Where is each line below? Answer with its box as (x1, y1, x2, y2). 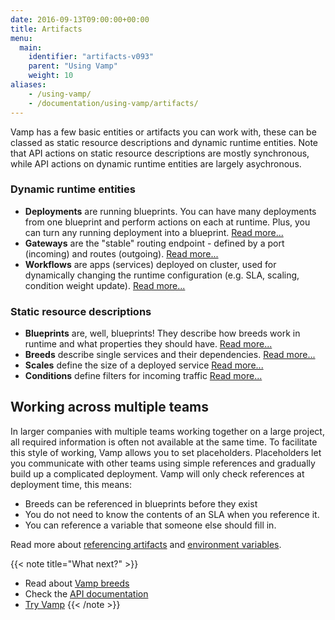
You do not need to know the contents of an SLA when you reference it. (24, 508, 320, 520)
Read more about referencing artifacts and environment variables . (10, 538, 282, 550)
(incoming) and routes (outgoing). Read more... (24, 247, 219, 260)
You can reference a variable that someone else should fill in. (24, 519, 277, 531)
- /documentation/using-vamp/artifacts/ (28, 98, 199, 108)
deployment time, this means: (10, 478, 132, 490)
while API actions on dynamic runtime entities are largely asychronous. (10, 157, 302, 170)
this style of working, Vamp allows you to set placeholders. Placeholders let (10, 446, 322, 458)
